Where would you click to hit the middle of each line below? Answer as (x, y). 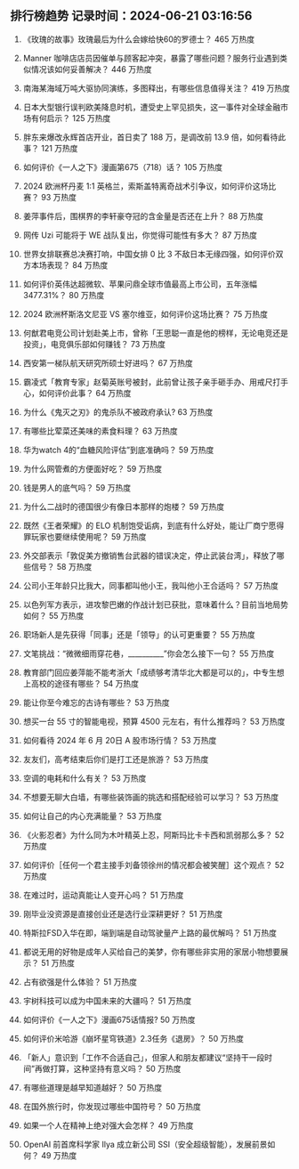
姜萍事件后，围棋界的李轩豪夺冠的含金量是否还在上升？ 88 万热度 (143, 215)
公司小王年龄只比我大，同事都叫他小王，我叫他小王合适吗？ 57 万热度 (150, 585)
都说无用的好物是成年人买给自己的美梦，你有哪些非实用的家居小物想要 (152, 952)
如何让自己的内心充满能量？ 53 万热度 (93, 816)
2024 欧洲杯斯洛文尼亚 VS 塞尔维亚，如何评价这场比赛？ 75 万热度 (145, 313)
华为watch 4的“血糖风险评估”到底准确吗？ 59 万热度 (118, 450)
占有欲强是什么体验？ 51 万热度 (80, 981)
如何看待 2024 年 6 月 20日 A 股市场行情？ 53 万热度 (120, 740)
